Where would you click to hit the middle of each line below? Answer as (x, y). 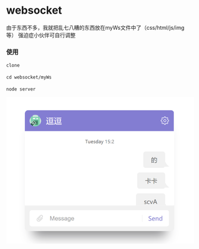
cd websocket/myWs (29, 77)
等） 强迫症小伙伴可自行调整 (41, 35)
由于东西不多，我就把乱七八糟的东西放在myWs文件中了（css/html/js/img (95, 27)
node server (21, 89)
